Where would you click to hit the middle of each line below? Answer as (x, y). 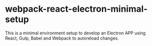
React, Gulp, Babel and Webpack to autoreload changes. (62, 38)
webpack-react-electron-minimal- (76, 9)
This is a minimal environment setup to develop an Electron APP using (75, 33)
